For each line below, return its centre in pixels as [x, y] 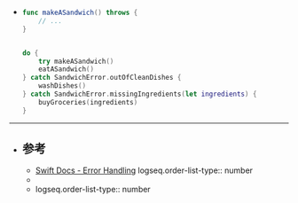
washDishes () [63, 86]
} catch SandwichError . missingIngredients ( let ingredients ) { [139, 94]
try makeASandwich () [76, 61]
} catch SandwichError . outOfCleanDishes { [102, 78]
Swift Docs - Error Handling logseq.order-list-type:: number [144, 170]
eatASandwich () [67, 69]
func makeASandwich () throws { [80, 12]
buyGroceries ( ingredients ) [88, 102]
